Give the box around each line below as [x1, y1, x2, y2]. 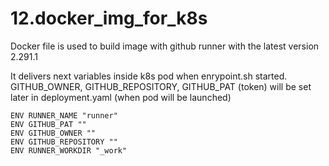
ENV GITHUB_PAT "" [10, 119, 87, 129]
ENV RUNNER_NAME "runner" [10, 110, 118, 121]
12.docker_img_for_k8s [10, 7, 208, 30]
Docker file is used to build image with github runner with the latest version [10, 40, 320, 52]
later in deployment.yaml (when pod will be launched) [10, 91, 232, 103]
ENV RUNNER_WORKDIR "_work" [10, 145, 128, 156]
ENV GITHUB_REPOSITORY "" [10, 137, 118, 147]
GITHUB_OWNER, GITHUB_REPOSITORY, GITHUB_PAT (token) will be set [10, 80, 312, 92]
